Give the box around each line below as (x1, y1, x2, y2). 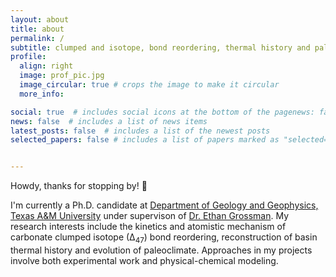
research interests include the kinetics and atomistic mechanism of (10, 221, 287, 233)
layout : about (10, 14, 70, 25)
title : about (10, 24, 65, 34)
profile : (10, 52, 47, 62)
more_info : (19, 89, 65, 99)
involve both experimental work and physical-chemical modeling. (10, 254, 279, 266)
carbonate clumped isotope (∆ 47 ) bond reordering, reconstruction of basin (10, 231, 318, 245)
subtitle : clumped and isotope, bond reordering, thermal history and (10, 42, 311, 53)
